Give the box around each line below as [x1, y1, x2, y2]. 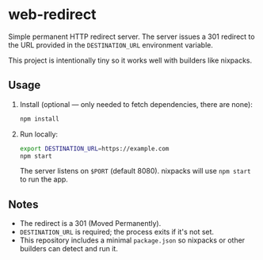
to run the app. [19, 174, 69, 184]
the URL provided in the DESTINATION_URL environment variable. [8, 40, 214, 49]
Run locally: [19, 129, 58, 139]
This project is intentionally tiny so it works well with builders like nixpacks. [8, 55, 253, 65]
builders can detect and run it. [19, 244, 119, 254]
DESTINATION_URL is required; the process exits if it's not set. [19, 227, 215, 237]
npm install [19, 115, 59, 123]
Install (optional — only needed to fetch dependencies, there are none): [19, 99, 253, 109]
